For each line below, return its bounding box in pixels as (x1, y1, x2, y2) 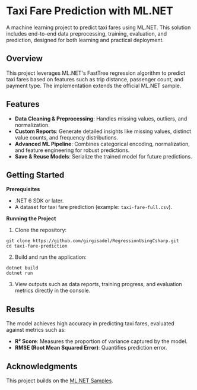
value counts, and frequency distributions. (14, 134, 119, 141)
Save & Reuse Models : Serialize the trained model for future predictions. (14, 153, 192, 160)
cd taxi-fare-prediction (6, 243, 68, 249)
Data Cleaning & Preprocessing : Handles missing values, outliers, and (14, 115, 188, 122)
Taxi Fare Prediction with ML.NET (6, 4, 174, 18)
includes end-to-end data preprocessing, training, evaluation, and (6, 30, 167, 37)
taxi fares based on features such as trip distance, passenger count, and (6, 75, 184, 83)
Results (6, 304, 35, 314)
